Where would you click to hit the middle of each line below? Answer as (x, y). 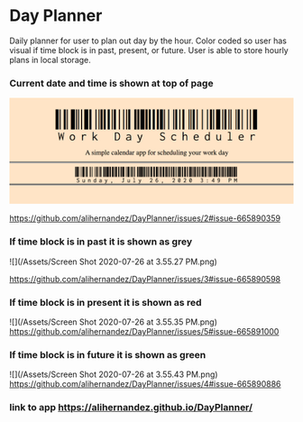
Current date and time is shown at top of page (111, 83)
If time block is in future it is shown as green (108, 354)
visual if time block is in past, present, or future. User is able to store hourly (149, 50)
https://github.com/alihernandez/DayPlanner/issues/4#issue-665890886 (145, 384)
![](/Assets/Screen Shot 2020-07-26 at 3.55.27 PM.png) (114, 261)
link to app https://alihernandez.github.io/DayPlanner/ (131, 408)
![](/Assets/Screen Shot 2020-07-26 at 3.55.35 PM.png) (114, 322)
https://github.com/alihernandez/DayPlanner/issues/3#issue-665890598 (145, 279)
